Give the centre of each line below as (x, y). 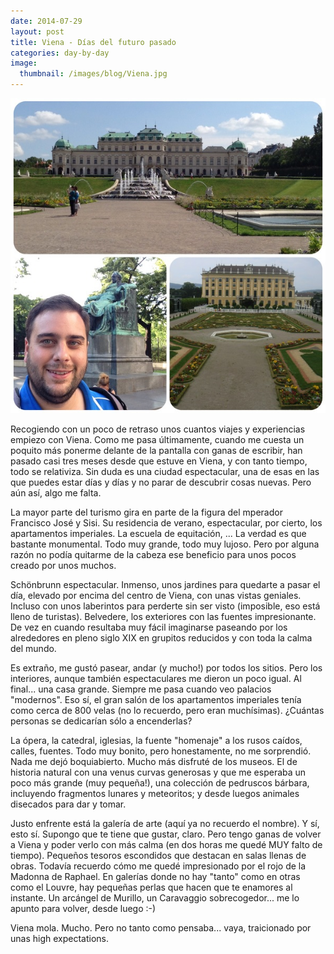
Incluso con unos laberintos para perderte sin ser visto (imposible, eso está (165, 606)
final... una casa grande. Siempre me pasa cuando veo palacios (141, 689)
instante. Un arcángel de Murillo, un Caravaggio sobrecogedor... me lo (155, 898)
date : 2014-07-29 (46, 21)
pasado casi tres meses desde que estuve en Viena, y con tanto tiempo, (159, 461)
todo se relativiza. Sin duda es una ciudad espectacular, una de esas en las (165, 471)
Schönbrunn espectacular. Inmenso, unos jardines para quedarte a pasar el (165, 584)
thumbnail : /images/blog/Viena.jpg (93, 74)
